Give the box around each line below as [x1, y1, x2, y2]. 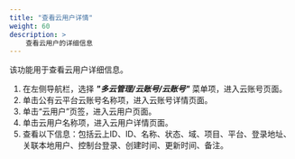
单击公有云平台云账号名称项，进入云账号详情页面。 [22, 95, 213, 106]
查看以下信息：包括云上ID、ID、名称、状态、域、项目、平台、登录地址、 [22, 128, 291, 140]
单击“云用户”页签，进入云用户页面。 [22, 106, 157, 117]
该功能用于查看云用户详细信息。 [9, 64, 128, 75]
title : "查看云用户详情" [9, 13, 93, 23]
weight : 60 [9, 22, 51, 31]
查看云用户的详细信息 [25, 38, 93, 48]
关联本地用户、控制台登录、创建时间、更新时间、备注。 [22, 140, 228, 151]
